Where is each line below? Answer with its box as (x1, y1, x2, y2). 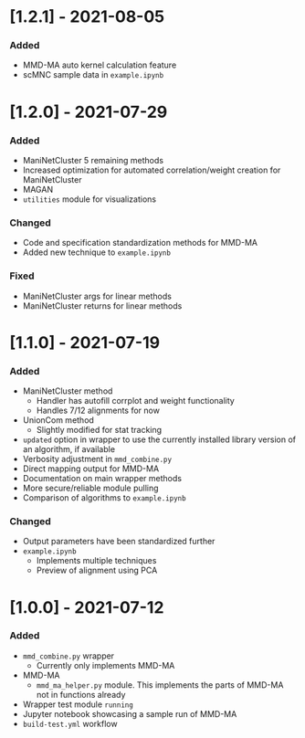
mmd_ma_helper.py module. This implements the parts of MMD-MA (36, 679, 284, 691)
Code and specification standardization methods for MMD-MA (22, 237, 258, 248)
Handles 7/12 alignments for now (36, 405, 160, 416)
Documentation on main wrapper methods (22, 473, 183, 484)
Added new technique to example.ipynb (22, 247, 172, 258)
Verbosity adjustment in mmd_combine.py (22, 454, 172, 465)
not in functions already (36, 689, 126, 700)
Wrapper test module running (22, 699, 134, 710)
